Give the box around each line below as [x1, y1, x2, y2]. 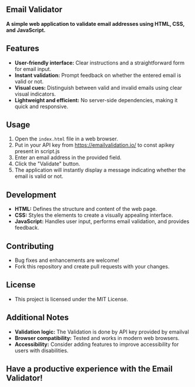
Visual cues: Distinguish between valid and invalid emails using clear [14, 84, 182, 91]
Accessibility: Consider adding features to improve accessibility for [14, 341, 179, 348]
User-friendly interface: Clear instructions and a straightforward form [14, 59, 185, 66]
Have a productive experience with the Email [6, 364, 173, 374]
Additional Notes [6, 312, 69, 322]
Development [6, 190, 57, 200]
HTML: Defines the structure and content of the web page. [14, 206, 157, 213]
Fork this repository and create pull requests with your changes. [14, 263, 170, 270]
